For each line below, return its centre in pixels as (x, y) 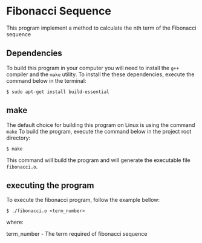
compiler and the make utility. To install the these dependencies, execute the (100, 74)
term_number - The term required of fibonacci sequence (77, 234)
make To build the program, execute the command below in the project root (99, 131)
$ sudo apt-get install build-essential (58, 92)
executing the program (50, 185)
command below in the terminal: (46, 80)
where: (15, 222)
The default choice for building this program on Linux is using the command (101, 125)
